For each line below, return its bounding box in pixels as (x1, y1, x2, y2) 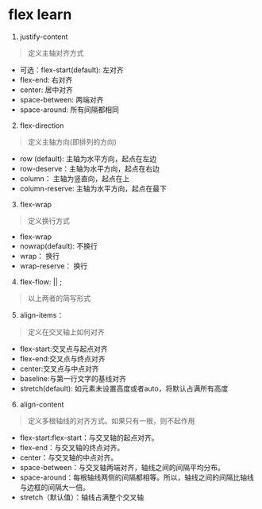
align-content (19, 399, 64, 409)
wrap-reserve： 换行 (19, 260, 88, 271)
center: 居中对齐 (19, 85, 74, 94)
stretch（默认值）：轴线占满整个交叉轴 (19, 492, 144, 502)
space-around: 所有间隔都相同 (19, 105, 119, 114)
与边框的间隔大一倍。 (19, 482, 90, 492)
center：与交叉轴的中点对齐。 (19, 453, 118, 462)
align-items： (19, 310, 64, 319)
